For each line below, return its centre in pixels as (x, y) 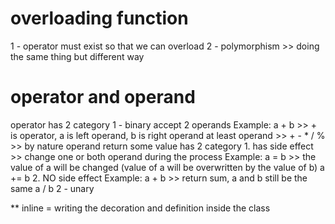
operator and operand (103, 97)
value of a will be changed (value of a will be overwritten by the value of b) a (167, 167)
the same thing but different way (77, 56)
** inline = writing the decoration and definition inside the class (140, 208)
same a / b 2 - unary (52, 188)
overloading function (99, 18)
